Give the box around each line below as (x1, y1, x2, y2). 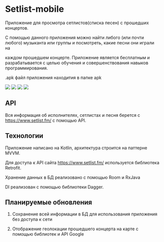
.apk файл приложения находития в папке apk (5, 74, 102, 80)
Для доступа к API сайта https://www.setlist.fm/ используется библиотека (5, 159, 160, 166)
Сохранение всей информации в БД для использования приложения (12, 211, 158, 217)
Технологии (5, 132, 43, 140)
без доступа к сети (12, 216, 53, 222)
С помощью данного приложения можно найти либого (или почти (5, 35, 144, 40)
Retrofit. (5, 165, 22, 171)
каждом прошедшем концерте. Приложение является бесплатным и (5, 54, 150, 60)
